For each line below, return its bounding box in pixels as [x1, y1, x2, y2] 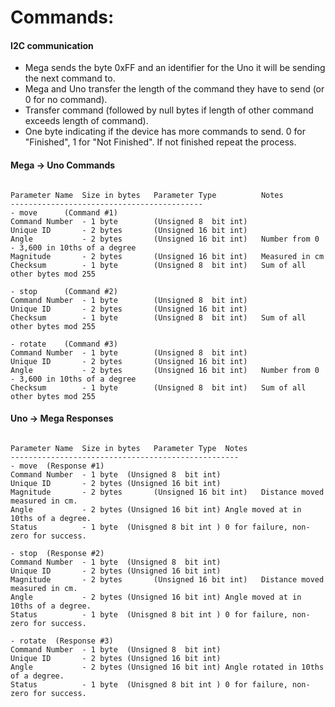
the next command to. [24, 72, 116, 85]
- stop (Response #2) [10, 548, 105, 558]
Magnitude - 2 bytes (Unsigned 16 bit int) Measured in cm [10, 251, 325, 261]
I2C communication [10, 39, 94, 51]
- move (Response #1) [10, 461, 105, 471]
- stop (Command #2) [10, 286, 118, 296]
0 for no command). [24, 94, 108, 106]
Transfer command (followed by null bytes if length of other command [24, 104, 314, 116]
